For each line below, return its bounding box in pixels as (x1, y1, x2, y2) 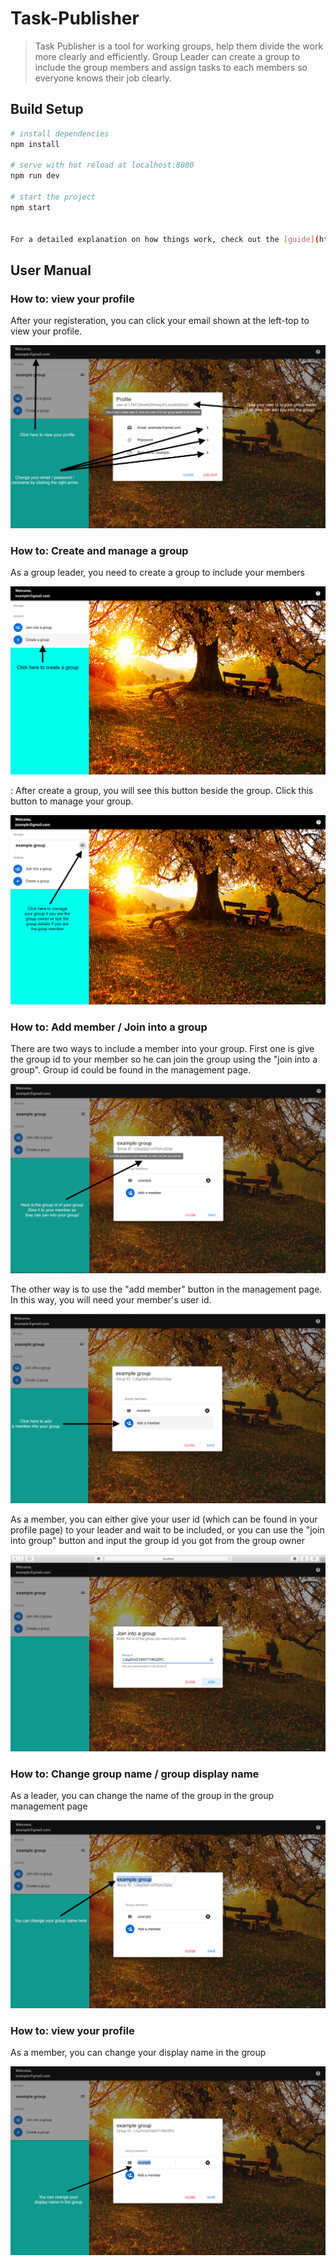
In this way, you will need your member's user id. (10, 1293, 212, 1306)
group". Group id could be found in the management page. (10, 1063, 252, 1076)
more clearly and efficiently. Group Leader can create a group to (34, 50, 301, 62)
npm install (10, 139, 60, 149)
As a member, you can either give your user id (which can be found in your (10, 1513, 318, 1525)
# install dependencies (10, 128, 110, 139)
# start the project (10, 192, 97, 202)
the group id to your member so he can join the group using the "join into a (10, 1053, 318, 1065)
